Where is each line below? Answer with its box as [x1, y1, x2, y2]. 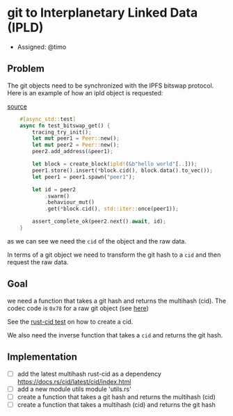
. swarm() [44, 193, 70, 200]
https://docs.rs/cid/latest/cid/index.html [17, 377, 131, 385]
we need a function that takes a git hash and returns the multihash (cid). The [7, 296, 227, 305]
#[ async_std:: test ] [19, 115, 77, 122]
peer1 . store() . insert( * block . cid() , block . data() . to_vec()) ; [32, 167, 214, 174]
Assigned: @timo [17, 42, 67, 51]
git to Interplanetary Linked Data [7, 5, 198, 21]
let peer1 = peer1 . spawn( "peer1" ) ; [32, 173, 136, 180]
